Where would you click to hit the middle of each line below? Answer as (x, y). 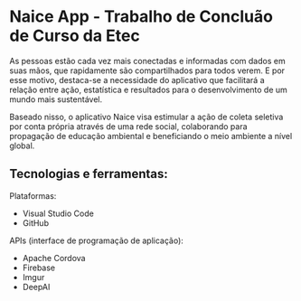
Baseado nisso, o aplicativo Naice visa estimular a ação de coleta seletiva (146, 117)
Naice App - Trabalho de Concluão (141, 17)
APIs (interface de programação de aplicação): (96, 240)
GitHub (36, 222)
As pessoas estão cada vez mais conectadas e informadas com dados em (148, 61)
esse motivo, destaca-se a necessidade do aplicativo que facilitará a (137, 80)
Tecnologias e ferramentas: (89, 174)
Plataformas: (33, 195)
